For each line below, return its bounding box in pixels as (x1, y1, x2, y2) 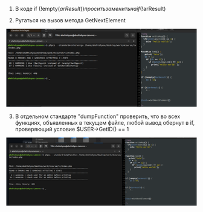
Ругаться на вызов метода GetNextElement (14, 17, 126, 23)
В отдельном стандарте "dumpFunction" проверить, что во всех (14, 113, 181, 120)
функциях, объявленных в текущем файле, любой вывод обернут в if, (14, 119, 195, 126)
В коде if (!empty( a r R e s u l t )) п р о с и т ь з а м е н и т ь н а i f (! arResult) (14, 5, 166, 12)
